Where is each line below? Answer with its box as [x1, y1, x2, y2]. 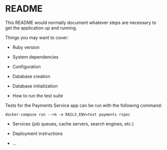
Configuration [12, 63, 41, 69]
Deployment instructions [12, 130, 63, 136]
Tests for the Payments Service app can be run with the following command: [5, 102, 163, 108]
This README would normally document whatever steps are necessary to [5, 19, 157, 25]
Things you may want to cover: [5, 34, 69, 40]
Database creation [12, 73, 51, 79]
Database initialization [12, 83, 58, 89]
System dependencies [12, 53, 59, 60]
